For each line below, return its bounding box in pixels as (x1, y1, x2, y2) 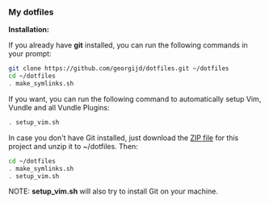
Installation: (8, 25, 50, 35)
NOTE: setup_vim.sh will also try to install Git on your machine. (8, 186, 218, 196)
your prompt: (8, 49, 52, 59)
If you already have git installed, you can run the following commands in (8, 40, 248, 50)
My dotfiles (8, 6, 54, 18)
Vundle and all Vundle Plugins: (8, 102, 111, 112)
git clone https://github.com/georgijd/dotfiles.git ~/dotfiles (8, 65, 229, 73)
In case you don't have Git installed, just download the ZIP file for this (8, 132, 239, 143)
